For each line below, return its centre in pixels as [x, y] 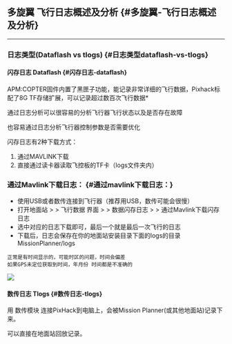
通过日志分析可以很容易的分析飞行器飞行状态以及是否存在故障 [95, 112]
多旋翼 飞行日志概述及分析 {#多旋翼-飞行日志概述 [112, 12]
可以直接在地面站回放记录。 [47, 334]
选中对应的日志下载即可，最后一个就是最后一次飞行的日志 [99, 227]
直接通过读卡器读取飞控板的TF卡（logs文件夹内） [87, 165]
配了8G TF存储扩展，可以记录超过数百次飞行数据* [78, 97]
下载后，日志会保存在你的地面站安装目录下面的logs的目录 [99, 236]
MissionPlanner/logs [46, 243]
